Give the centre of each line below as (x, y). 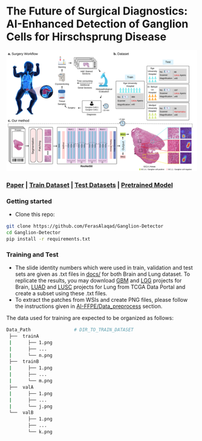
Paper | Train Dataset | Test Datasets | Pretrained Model (90, 185)
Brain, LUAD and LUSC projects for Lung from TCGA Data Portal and (100, 287)
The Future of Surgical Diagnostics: (97, 11)
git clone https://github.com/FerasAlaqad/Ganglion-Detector (85, 226)
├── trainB (24, 362)
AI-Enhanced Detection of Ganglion (97, 24)
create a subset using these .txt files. (61, 293)
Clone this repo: (35, 214)
